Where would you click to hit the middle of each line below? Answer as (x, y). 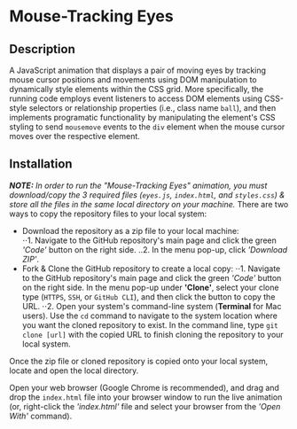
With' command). (41, 416)
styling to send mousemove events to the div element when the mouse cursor (147, 127)
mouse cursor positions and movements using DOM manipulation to (133, 80)
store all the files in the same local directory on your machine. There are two (149, 204)
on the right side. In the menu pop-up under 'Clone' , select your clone (150, 287)
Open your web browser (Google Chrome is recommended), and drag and (144, 387)
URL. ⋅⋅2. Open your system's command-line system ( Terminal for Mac (152, 306)
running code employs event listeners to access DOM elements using (136, 98)
